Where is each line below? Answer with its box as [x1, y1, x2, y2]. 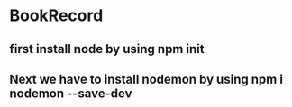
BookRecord [9, 5, 104, 26]
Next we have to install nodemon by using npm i [9, 71, 284, 86]
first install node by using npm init [9, 41, 205, 57]
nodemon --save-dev [9, 85, 132, 101]
